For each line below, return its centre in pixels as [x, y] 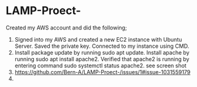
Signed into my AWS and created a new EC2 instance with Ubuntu [98, 39]
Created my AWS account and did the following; [66, 28]
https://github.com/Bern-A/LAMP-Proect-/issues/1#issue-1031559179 [102, 72]
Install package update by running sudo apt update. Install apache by [102, 52]
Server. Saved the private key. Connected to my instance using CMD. [102, 46]
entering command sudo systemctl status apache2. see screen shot [100, 66]
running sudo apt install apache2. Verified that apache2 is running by [102, 59]
